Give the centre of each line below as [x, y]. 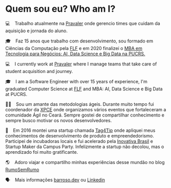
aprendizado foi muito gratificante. [42, 152]
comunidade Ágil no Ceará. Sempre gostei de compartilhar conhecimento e [85, 115]
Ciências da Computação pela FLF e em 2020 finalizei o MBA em [74, 48]
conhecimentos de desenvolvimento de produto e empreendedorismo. [80, 135]
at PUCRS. [16, 94]
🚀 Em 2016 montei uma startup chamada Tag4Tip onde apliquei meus [80, 130]
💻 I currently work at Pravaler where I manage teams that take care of [81, 64]
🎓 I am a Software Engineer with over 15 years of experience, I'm [76, 81]
